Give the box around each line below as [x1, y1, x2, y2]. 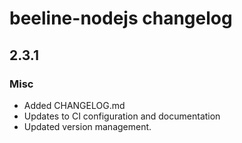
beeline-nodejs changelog [9, 7, 233, 30]
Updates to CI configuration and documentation [23, 110, 221, 122]
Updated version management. [23, 120, 152, 132]
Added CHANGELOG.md [23, 99, 126, 111]
